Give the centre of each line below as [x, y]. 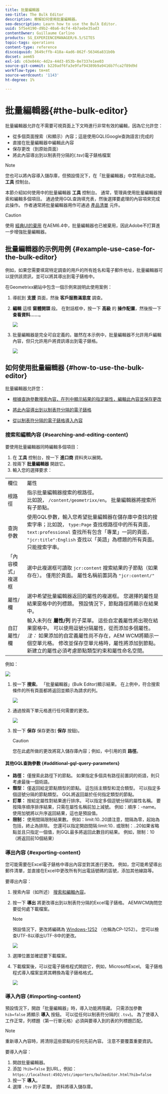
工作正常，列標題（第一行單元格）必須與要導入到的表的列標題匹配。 [75, 1021]
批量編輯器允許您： [25, 389]
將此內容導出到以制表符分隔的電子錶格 [52, 410]
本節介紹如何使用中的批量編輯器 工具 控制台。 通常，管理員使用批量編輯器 [81, 192]
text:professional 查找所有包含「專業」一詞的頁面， [89, 532]
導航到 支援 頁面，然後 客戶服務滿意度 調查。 [59, 297]
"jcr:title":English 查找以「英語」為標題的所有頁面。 [92, 539]
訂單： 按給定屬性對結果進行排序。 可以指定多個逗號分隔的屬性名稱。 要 [86, 800]
